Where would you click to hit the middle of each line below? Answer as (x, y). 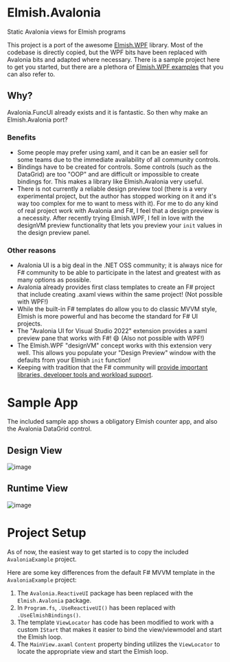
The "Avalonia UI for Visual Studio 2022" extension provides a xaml (112, 331)
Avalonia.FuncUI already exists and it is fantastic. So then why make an (107, 112)
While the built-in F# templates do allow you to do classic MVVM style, (117, 309)
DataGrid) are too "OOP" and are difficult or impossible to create (108, 174)
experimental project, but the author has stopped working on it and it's (117, 196)
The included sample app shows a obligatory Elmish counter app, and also (112, 422)
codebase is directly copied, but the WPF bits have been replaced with (107, 52)
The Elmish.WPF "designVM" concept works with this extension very (114, 345)
